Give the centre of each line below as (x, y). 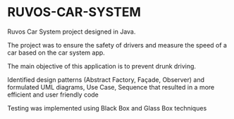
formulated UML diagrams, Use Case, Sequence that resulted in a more (111, 87)
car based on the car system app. (56, 52)
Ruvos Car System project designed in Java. (72, 31)
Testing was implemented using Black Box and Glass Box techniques (107, 108)
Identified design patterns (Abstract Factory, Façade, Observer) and (106, 79)
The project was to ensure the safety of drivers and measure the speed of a (117, 45)
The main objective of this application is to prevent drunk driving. (101, 66)
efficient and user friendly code (53, 94)
